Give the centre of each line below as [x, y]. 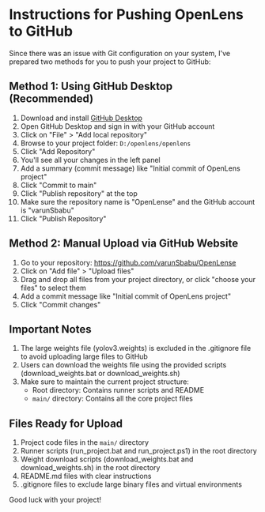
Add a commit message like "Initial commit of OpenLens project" [126, 296]
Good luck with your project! [55, 500]
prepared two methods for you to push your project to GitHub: [110, 62]
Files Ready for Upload [66, 423]
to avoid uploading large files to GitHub [84, 356]
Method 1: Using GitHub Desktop [91, 87]
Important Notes [50, 329]
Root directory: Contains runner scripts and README [118, 390]
